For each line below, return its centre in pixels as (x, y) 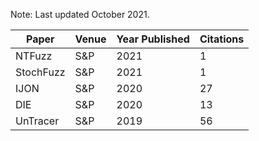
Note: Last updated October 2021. (80, 14)
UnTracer (37, 121)
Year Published (153, 39)
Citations (222, 39)
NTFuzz (34, 56)
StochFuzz (40, 72)
